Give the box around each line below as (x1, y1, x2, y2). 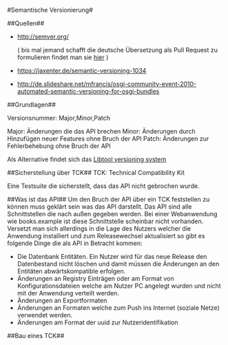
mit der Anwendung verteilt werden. (17, 289, 119, 297)
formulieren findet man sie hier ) (17, 53, 109, 61)
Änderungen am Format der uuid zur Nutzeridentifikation (17, 318, 178, 326)
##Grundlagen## (7, 101, 56, 109)
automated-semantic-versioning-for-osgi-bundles (17, 87, 160, 95)
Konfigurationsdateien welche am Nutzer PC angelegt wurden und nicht (17, 282, 222, 290)
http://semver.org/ (17, 32, 69, 41)
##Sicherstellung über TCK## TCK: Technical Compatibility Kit (7, 169, 185, 176)
